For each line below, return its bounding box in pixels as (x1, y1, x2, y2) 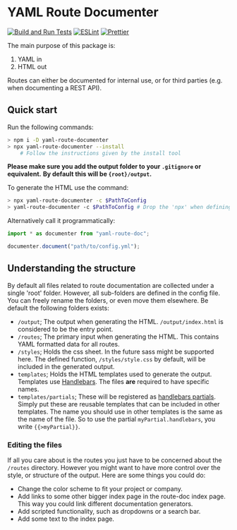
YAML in (17, 54, 42, 64)
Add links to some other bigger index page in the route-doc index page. (17, 492, 226, 500)
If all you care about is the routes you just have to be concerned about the (7, 456, 222, 464)
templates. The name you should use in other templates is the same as (17, 407, 223, 416)
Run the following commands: (7, 123, 94, 131)
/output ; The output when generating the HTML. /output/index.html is (17, 317, 224, 325)
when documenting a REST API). (7, 83, 102, 92)
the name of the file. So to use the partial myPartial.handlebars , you (17, 414, 216, 423)
